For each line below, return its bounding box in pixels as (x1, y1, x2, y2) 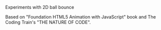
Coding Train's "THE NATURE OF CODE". (5, 19, 91, 25)
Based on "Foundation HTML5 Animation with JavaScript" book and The (5, 14, 156, 19)
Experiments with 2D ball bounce (5, 4, 74, 10)
